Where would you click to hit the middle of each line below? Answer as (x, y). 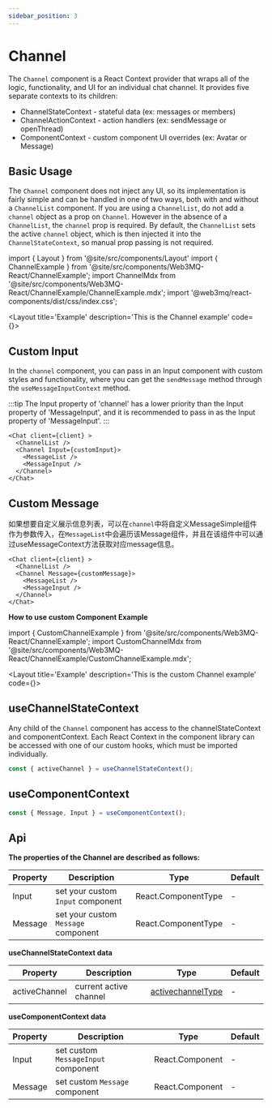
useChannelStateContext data (61, 953)
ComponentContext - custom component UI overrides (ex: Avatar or (133, 137)
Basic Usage (40, 171)
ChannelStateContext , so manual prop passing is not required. (111, 243)
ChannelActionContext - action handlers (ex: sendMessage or (123, 120)
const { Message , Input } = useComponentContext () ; (97, 813)
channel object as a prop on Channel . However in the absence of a (118, 217)
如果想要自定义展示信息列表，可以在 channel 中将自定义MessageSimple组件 (133, 524)
